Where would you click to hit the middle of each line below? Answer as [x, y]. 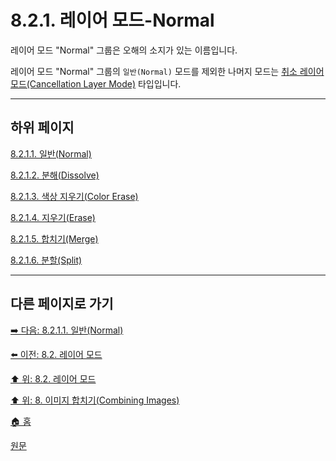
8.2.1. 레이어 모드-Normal [112, 20]
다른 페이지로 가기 [62, 304]
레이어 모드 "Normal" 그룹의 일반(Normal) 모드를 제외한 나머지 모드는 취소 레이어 [167, 71]
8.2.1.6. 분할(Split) [46, 260]
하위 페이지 [42, 127]
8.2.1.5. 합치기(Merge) [54, 238]
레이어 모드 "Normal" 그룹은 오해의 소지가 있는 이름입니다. [124, 50]
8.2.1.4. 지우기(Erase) [53, 217]
